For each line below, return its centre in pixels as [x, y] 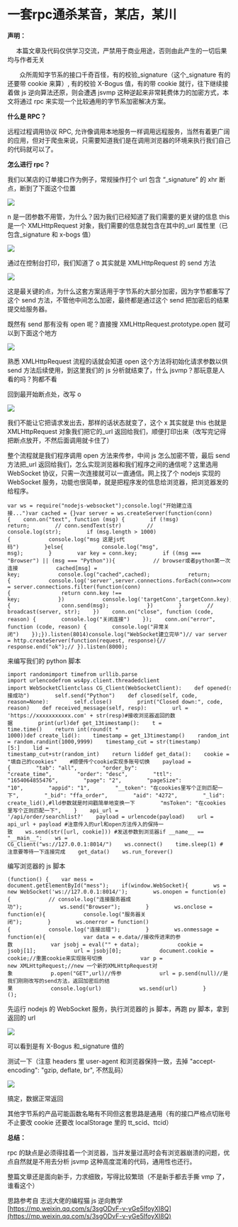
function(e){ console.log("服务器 [74, 914]
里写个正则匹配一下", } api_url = [63, 810]
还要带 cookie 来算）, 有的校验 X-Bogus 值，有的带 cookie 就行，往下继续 [115, 83]
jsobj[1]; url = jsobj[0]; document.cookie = [110, 951]
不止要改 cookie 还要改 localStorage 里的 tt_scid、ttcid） [90, 1122]
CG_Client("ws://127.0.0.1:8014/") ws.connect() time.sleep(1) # [115, 844]
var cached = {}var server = [71, 513]
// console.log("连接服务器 [87, 899]
